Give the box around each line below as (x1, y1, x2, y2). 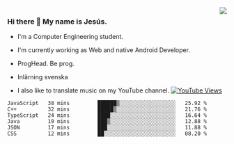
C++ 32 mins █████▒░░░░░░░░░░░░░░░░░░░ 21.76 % (7, 106, 208, 113)
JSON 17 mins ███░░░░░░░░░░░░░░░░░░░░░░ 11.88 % (7, 125, 208, 131)
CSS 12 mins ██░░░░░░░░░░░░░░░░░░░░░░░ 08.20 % (7, 130, 208, 138)
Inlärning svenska (17, 73, 68, 81)
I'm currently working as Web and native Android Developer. (17, 46, 190, 54)
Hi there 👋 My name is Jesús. (7, 17, 108, 26)
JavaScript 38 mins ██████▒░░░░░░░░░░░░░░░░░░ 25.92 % (7, 100, 208, 107)
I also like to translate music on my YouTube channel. (17, 86, 169, 95)
